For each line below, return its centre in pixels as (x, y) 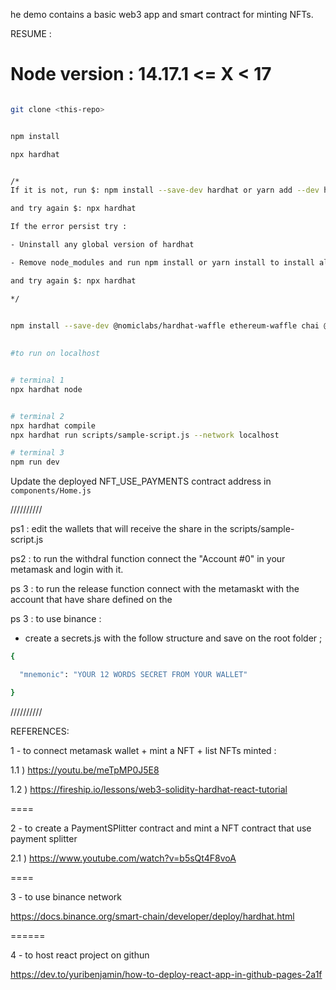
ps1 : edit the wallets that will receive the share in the (119, 529)
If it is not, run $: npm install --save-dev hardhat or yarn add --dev (165, 190)
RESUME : (31, 33)
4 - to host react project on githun (80, 955)
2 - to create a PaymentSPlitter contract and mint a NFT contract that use (161, 828)
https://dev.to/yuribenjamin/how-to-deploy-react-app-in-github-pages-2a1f (166, 974)
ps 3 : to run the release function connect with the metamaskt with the (155, 589)
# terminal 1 (37, 380)
